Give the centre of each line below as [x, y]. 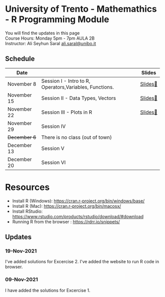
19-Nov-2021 [21, 251]
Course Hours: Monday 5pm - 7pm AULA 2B [50, 38]
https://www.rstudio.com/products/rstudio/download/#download [78, 216]
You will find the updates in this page [42, 33]
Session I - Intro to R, [66, 81]
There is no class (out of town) [77, 137]
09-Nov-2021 [22, 279]
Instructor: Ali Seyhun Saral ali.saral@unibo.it [51, 43]
